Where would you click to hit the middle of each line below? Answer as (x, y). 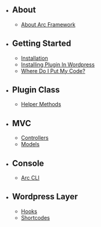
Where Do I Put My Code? (53, 71)
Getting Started (41, 44)
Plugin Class (36, 90)
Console (28, 163)
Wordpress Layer (45, 197)
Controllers (35, 138)
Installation (34, 58)
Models (30, 144)
